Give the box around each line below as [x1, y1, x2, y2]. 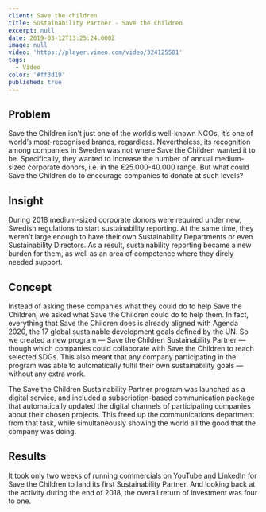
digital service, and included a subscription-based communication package [8, 393, 256, 402]
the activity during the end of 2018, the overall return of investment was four [8, 487, 258, 497]
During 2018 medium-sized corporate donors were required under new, [8, 215, 242, 225]
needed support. [8, 258, 64, 267]
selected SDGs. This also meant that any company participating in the [8, 351, 237, 362]
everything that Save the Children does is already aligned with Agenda [8, 318, 239, 328]
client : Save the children [8, 11, 98, 20]
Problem [8, 107, 52, 121]
